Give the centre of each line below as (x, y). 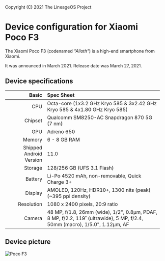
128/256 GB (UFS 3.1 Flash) (80, 168)
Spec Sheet (61, 95)
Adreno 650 (61, 131)
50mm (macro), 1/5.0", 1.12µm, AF (88, 224)
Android (33, 153)
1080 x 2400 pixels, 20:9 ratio (82, 204)
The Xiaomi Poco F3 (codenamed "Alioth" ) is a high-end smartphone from (80, 51)
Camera (33, 218)
